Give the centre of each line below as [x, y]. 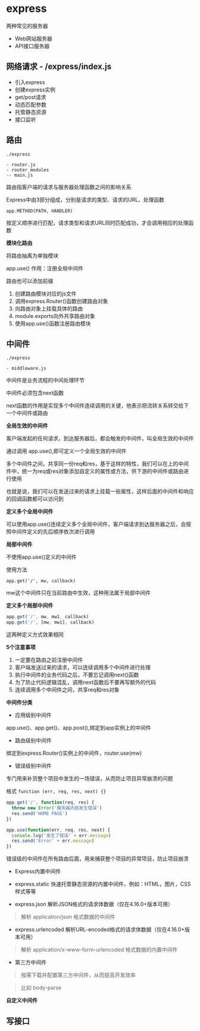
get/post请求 [30, 97]
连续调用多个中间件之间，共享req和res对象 [67, 690]
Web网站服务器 [33, 38]
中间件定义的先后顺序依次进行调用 [53, 532]
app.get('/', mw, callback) [41, 581]
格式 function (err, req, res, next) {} [56, 791]
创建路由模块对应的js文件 [46, 294]
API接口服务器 [32, 46]
